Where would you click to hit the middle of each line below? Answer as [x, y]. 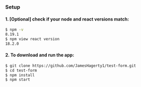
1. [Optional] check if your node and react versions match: [67, 19]
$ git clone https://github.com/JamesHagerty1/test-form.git [71, 66]
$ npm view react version [32, 39]
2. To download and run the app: [40, 55]
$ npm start [18, 80]
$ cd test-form [21, 70]
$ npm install [20, 75]
